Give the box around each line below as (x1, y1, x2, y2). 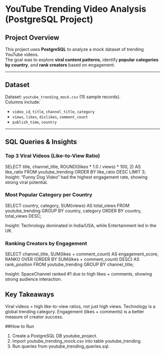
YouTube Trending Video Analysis (5, 3, 146, 15)
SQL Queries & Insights (5, 138, 77, 146)
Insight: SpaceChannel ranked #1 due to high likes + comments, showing (5, 271, 152, 277)
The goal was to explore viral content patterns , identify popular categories (5, 57, 159, 62)
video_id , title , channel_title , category (12, 108, 95, 114)
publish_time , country (12, 119, 57, 125)
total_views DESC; (5, 213, 42, 219)
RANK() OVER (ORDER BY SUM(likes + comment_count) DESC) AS (5, 256, 140, 262)
